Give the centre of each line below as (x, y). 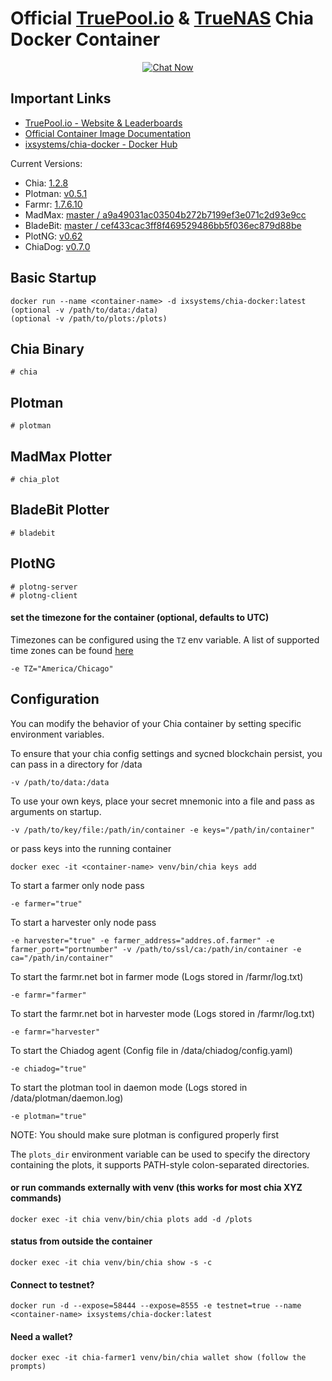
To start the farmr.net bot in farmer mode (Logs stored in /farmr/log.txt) (157, 976)
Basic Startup (53, 278)
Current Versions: (46, 163)
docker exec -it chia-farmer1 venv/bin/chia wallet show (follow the (158, 1358)
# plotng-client (44, 595)
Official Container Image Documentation (107, 133)
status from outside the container (81, 1241)
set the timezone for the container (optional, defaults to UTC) (140, 618)
